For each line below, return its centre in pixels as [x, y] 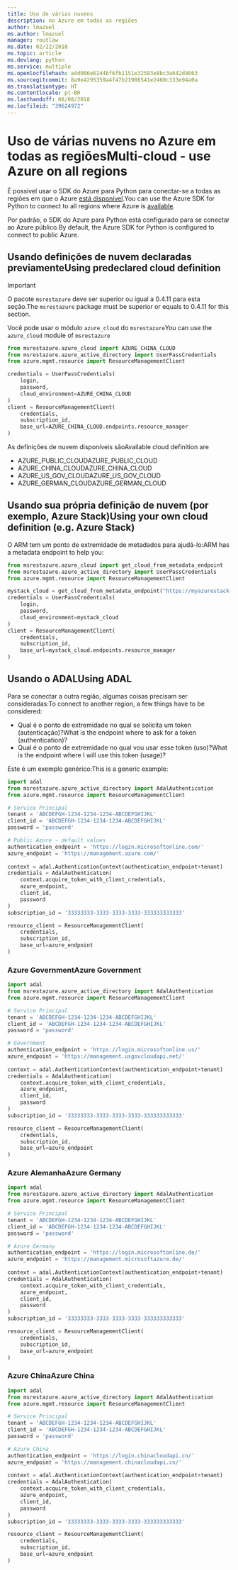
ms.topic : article [34, 54]
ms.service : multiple [39, 67]
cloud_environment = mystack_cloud [69, 617]
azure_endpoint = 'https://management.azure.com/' [84, 853]
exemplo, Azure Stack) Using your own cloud [108, 517]
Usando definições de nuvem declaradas [100, 257]
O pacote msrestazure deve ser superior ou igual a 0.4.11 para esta [104, 299]
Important [22, 285]
